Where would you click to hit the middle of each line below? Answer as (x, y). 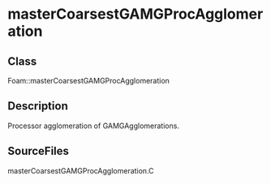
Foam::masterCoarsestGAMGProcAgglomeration (88, 81)
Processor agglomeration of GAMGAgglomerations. (94, 126)
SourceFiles (39, 151)
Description (38, 106)
